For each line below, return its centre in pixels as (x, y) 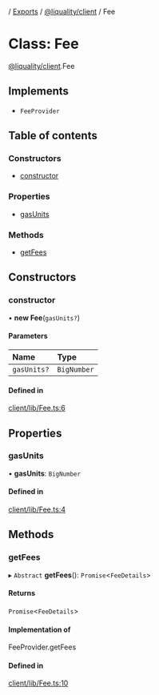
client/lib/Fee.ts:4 (37, 510)
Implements (39, 91)
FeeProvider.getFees (42, 647)
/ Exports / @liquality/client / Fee (62, 12)
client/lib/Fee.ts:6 (37, 408)
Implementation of (40, 629)
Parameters (28, 336)
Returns (22, 593)
